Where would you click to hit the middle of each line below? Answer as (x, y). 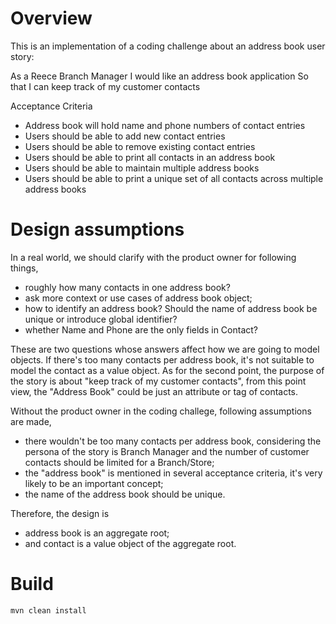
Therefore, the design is (60, 513)
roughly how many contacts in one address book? (127, 287)
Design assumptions (97, 229)
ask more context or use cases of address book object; (138, 298)
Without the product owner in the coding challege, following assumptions (161, 411)
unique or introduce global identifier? (101, 319)
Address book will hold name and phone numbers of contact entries (165, 125)
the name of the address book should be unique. (125, 494)
